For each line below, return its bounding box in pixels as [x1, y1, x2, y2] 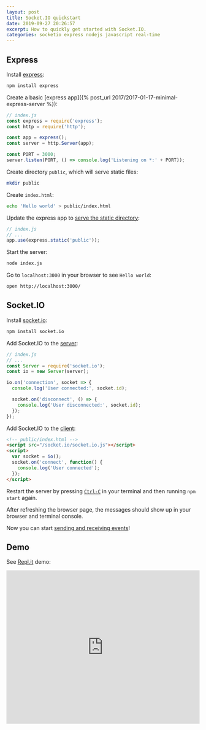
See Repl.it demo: [6, 558, 51, 566]
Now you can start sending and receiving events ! [6, 524, 131, 531]
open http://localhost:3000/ [6, 283, 81, 290]
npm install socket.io [6, 328, 64, 334]
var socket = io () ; [12, 453, 62, 460]
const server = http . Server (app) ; [6, 140, 95, 147]
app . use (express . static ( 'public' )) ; [6, 237, 100, 244]
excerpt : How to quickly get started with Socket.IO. [6, 26, 147, 33]
